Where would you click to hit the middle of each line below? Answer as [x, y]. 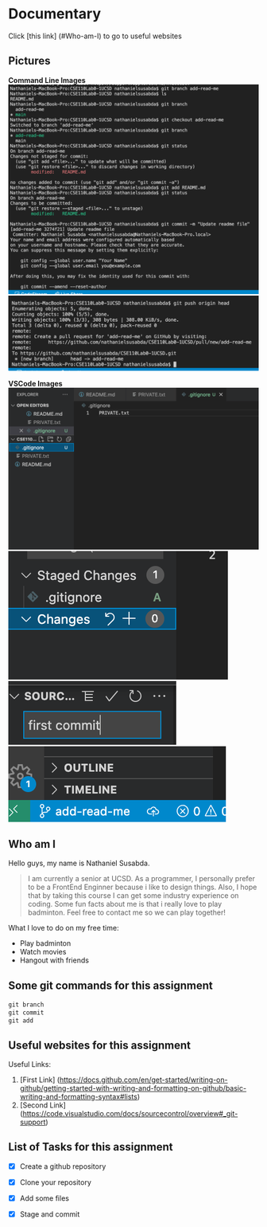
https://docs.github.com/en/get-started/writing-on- [143, 1080]
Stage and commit [50, 1214]
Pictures [29, 61]
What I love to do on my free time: [64, 928]
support [33, 1122]
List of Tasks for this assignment [91, 1147]
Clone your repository [55, 1182]
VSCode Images [35, 384]
